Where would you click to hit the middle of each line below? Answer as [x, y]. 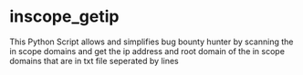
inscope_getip [64, 17]
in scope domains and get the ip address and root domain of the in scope [147, 51]
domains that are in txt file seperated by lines [94, 61]
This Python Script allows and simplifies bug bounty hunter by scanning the [151, 42]
